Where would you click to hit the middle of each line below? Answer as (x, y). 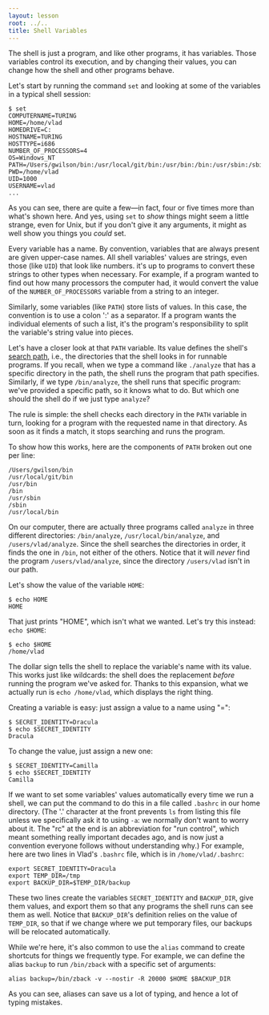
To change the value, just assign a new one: (81, 751)
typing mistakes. (35, 1002)
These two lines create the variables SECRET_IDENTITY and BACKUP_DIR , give (131, 898)
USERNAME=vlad (32, 186)
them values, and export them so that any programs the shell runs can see (131, 906)
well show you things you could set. (67, 234)
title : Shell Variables (48, 30)
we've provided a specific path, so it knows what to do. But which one (124, 391)
